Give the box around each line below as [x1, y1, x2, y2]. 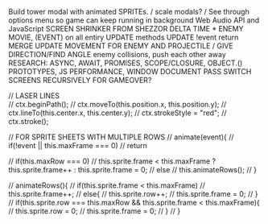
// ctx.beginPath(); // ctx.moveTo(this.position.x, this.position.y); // [8, 100, 227, 109]
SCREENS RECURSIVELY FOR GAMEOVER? [8, 76, 152, 85]
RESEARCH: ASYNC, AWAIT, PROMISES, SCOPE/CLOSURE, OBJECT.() [8, 58, 243, 68]
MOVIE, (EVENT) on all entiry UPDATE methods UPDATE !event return [8, 32, 239, 42]
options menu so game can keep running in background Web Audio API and [8, 15, 260, 25]
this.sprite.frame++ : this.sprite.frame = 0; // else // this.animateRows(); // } [8, 165, 258, 174]
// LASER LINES [8, 91, 60, 100]
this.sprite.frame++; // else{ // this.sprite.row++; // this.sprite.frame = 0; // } [8, 189, 258, 198]
